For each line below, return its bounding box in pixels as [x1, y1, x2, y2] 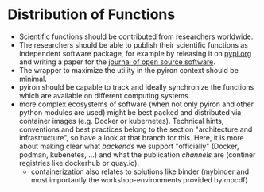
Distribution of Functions [7, 6, 176, 24]
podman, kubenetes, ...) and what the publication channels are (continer [18, 149, 256, 159]
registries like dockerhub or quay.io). [18, 158, 140, 167]
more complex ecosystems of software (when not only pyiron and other [18, 99, 254, 109]
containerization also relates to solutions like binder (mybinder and [30, 167, 250, 176]
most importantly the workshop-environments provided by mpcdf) [30, 175, 248, 184]
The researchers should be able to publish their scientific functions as [18, 40, 248, 49]
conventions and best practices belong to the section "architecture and [18, 125, 253, 134]
